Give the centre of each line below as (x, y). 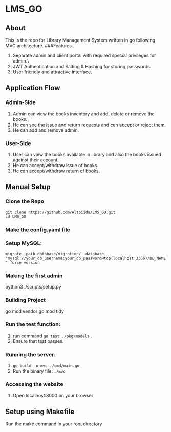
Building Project (26, 300)
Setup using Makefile (40, 411)
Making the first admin (34, 276)
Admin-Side (20, 102)
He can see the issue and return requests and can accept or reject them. (89, 125)
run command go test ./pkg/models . (52, 336)
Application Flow (33, 88)
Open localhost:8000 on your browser (53, 396)
